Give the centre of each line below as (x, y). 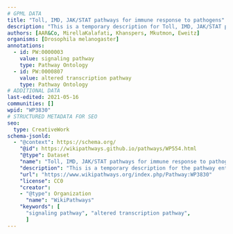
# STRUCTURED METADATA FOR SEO (52, 116)
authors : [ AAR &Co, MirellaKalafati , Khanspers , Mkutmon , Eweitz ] (103, 33)
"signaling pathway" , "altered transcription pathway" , (108, 213)
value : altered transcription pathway (76, 78)
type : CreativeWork (42, 129)
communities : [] (31, 104)
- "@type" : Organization (55, 194)
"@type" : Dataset (45, 155)
